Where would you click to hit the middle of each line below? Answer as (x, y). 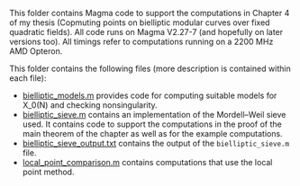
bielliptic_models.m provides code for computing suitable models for (150, 95)
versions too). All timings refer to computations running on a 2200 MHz (141, 41)
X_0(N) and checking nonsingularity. (90, 105)
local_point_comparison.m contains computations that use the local (147, 162)
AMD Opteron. (36, 51)
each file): (28, 78)
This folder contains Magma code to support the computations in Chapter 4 (150, 13)
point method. (48, 172)
